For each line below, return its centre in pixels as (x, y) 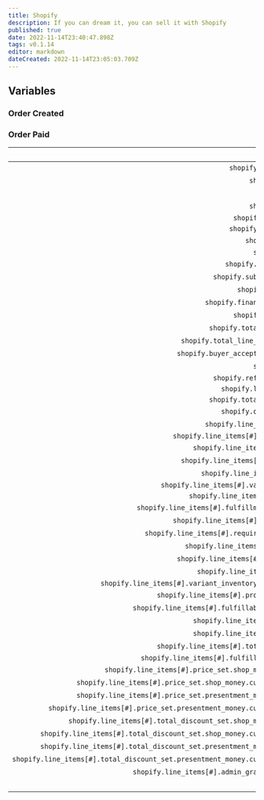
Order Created (36, 113)
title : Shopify (33, 15)
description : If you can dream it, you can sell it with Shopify (117, 23)
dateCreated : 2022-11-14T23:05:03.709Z (73, 60)
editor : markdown (37, 52)
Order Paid (29, 134)
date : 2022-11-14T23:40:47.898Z (61, 37)
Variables (32, 91)
